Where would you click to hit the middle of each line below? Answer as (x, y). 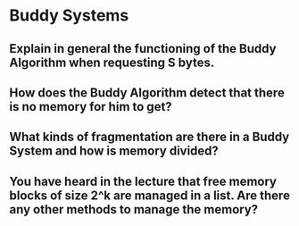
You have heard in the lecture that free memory (143, 181)
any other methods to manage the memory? (134, 209)
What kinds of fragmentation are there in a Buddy (149, 137)
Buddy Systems (69, 16)
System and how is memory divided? (114, 151)
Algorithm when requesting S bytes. (112, 62)
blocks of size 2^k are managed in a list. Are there (149, 195)
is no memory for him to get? (91, 107)
